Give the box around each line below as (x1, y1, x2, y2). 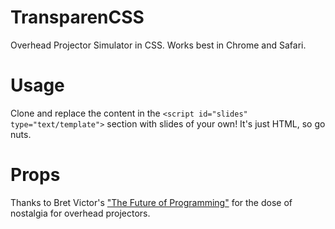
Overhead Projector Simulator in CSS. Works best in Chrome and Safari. (10, 39, 307, 51)
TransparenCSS (10, 6, 145, 29)
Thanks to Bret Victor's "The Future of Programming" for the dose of (10, 196, 293, 208)
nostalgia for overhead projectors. (10, 207, 151, 219)
